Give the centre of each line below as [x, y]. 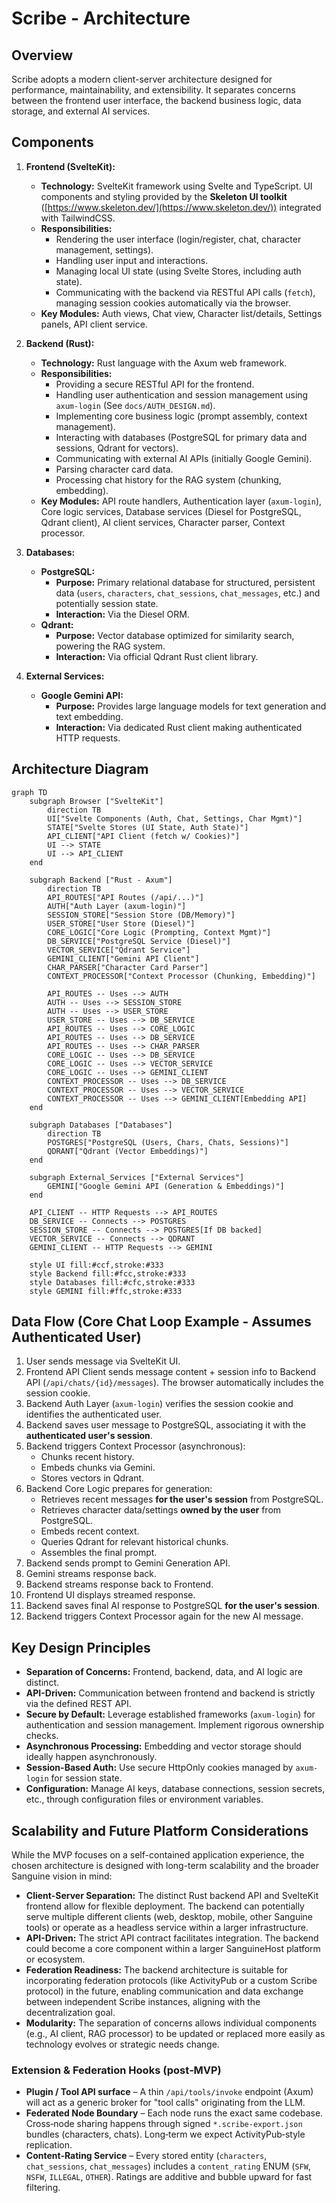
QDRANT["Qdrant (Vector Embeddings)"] [128, 1151]
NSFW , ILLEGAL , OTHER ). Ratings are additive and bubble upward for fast [169, 2177]
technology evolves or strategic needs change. [122, 2044]
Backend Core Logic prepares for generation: [119, 1489]
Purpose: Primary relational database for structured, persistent [185, 582]
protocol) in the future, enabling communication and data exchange [164, 1991]
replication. [49, 2145]
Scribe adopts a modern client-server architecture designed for [142, 79]
